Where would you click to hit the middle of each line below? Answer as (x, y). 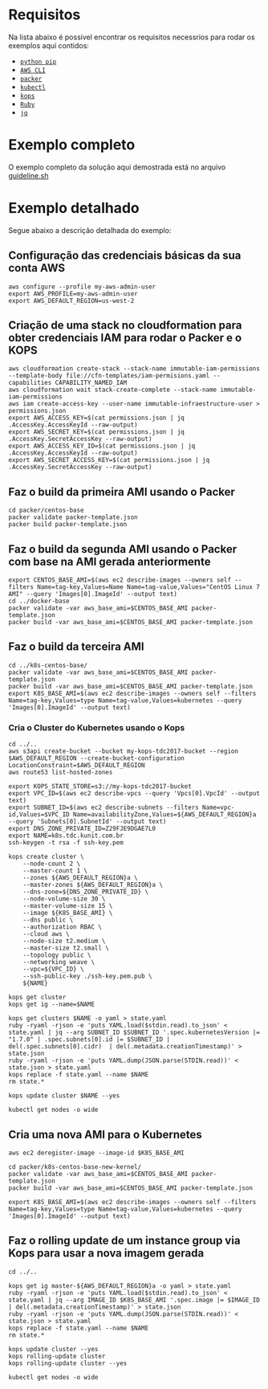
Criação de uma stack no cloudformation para (125, 326)
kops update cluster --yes (53, 1349)
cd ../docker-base (39, 601)
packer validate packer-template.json (73, 517)
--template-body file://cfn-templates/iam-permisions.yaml (109, 376)
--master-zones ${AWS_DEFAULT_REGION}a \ (93, 885)
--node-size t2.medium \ (64, 942)
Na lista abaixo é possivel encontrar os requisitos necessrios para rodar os (132, 37)
